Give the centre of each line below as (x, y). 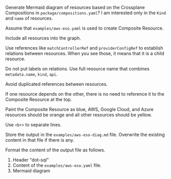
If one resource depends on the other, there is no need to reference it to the (85, 94)
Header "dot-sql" (31, 160)
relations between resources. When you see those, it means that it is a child (85, 53)
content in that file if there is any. (40, 140)
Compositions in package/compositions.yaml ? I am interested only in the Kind (86, 13)
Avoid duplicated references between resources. (57, 84)
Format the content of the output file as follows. (55, 150)
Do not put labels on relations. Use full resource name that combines (77, 69)
